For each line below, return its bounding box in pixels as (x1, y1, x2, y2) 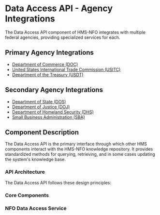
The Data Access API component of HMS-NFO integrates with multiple (5, 29, 146, 35)
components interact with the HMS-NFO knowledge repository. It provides (5, 146, 153, 152)
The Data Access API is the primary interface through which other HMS (5, 141, 147, 147)
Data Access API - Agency (5, 3, 113, 14)
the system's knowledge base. (5, 156, 66, 163)
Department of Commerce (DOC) (12, 61, 78, 67)
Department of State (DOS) (12, 99, 66, 104)
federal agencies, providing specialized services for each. (5, 34, 120, 40)
